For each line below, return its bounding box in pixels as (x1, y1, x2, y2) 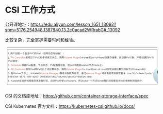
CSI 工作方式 (5, 4, 56, 16)
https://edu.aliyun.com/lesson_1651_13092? (31, 21, 116, 27)
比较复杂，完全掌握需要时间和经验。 (5, 37, 78, 43)
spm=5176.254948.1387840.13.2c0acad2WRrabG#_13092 (5, 27, 120, 33)
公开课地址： (5, 21, 31, 27)
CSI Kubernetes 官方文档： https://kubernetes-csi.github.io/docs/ (5, 103, 135, 109)
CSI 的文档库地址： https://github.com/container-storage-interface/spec (5, 93, 149, 99)
